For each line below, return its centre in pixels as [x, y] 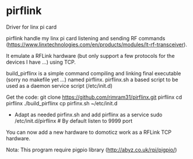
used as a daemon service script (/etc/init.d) [59, 85]
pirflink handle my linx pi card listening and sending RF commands [86, 38]
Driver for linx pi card [31, 27]
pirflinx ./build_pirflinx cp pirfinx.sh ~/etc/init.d [62, 103]
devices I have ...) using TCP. [41, 62]
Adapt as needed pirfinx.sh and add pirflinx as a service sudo [88, 115]
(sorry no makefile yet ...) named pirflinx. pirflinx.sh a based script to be [92, 79]
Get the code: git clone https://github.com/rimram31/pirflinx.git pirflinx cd [94, 97]
